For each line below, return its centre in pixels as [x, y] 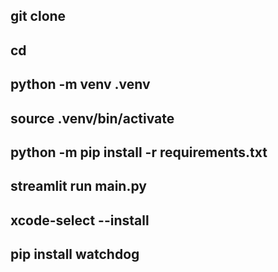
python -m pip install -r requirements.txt [139, 152]
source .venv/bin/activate [92, 118]
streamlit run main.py [78, 186]
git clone [38, 16]
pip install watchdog [75, 254]
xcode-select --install [80, 220]
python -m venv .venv [80, 84]
